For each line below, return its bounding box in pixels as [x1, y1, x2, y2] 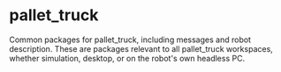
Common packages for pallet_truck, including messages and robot [9, 34, 252, 45]
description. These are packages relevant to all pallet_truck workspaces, [9, 43, 274, 54]
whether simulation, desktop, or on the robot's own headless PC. [9, 53, 246, 63]
